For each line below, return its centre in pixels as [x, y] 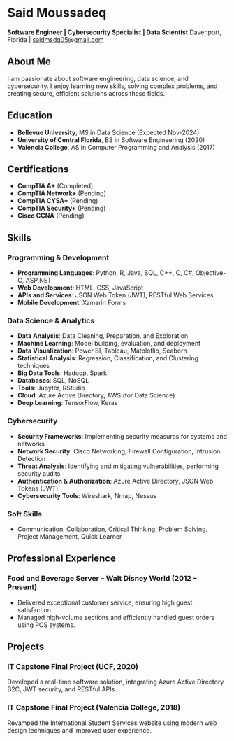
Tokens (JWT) [38, 488]
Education [30, 116]
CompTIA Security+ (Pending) [61, 209]
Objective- [211, 273]
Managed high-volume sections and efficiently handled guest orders [116, 617]
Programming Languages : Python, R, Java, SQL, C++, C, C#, [105, 273]
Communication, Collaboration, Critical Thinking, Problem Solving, [112, 529]
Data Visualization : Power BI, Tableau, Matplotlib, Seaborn [102, 351]
